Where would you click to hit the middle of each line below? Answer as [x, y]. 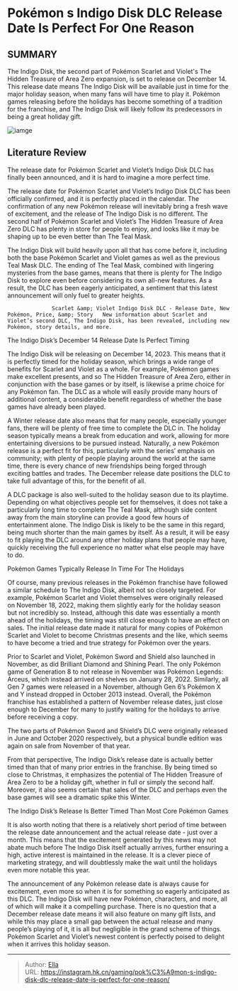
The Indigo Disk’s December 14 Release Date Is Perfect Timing [98, 340]
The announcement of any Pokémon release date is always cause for [108, 883]
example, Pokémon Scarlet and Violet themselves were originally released [115, 597]
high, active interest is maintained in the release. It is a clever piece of [109, 855]
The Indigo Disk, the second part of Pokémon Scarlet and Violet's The [109, 71]
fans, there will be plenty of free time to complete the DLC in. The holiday [114, 428]
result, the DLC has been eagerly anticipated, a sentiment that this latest [113, 288]
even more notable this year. [49, 870]
